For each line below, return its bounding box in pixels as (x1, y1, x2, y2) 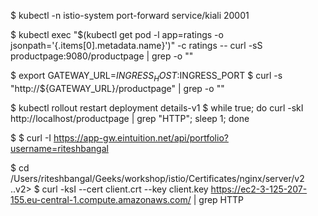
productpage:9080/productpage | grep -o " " (10, 50, 194, 62)
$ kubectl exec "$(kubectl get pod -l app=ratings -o (10, 29, 224, 40)
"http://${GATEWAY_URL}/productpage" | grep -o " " (10, 82, 225, 94)
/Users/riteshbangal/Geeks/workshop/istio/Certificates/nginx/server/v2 (10, 172, 305, 184)
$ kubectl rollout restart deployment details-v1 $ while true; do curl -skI (10, 101, 304, 114)
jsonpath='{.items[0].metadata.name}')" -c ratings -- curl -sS (10, 40, 263, 51)
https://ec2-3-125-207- (210, 183, 308, 195)
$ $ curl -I (10, 131, 52, 144)
